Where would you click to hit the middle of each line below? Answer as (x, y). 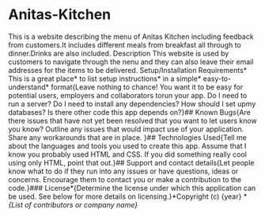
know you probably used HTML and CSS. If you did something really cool (128, 154)
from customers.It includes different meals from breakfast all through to (125, 44)
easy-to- (217, 78)
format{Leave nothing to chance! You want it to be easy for (147, 87)
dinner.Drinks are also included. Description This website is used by (119, 53)
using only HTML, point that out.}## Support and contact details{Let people (131, 162)
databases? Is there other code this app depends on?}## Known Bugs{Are (129, 112)
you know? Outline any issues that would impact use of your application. (126, 129)
